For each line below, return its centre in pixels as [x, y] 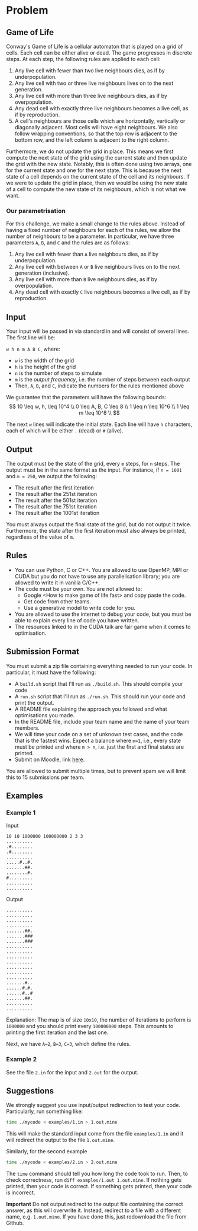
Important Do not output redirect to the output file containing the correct [95, 1204]
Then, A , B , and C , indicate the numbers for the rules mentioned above [99, 386]
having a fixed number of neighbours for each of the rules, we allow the [93, 230]
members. [27, 728]
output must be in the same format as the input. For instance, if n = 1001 [94, 470]
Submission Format [43, 652]
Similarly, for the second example [47, 1152]
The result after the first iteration [54, 488]
